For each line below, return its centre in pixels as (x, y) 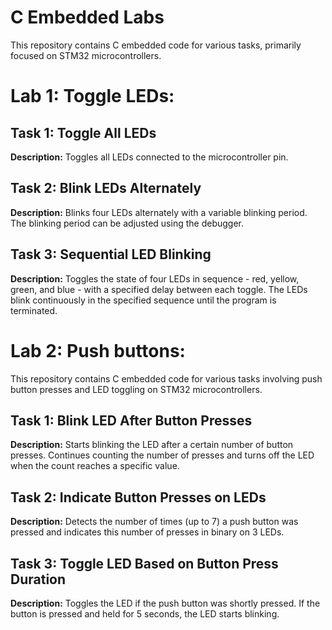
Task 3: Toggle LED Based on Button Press (144, 563)
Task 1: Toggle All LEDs (83, 132)
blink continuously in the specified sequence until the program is (143, 300)
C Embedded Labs (87, 17)
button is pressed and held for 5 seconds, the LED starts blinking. (145, 613)
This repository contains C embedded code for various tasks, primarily (156, 45)
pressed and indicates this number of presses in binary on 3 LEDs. (147, 532)
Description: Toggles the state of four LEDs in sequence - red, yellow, (155, 278)
